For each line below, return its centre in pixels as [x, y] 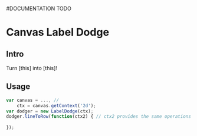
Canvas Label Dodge [58, 32]
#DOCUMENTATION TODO [39, 9]
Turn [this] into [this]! [32, 68]
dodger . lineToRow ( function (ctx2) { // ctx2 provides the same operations [99, 117]
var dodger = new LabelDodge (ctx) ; [50, 111]
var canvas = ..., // [33, 100]
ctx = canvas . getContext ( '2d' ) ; [56, 105]
